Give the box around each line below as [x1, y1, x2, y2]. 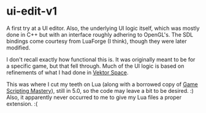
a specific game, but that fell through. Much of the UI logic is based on [6, 62, 185, 70]
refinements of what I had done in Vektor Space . [6, 68, 129, 76]
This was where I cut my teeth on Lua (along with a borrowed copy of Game [6, 81, 198, 88]
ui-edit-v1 [6, 4, 57, 18]
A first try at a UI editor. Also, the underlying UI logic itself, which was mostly [6, 24, 200, 32]
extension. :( [6, 100, 38, 108]
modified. [6, 44, 31, 51]
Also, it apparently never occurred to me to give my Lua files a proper [6, 93, 182, 101]
